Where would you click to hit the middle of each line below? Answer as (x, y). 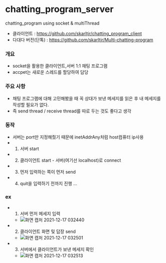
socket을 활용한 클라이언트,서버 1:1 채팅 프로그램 (60, 66)
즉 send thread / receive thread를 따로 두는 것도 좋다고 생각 (72, 111)
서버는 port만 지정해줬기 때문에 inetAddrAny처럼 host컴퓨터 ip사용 (78, 137)
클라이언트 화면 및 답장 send (48, 231)
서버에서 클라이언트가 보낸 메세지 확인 (57, 249)
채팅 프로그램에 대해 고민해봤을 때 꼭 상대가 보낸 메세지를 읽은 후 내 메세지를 (87, 98)
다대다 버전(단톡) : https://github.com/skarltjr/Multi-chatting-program (83, 40)
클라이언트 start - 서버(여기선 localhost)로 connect (70, 160)
